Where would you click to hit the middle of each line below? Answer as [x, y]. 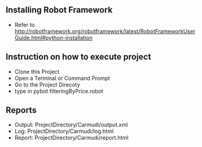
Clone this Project [37, 71]
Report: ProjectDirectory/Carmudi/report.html [71, 138]
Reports [21, 110]
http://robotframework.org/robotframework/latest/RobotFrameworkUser [105, 31]
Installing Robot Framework [59, 10]
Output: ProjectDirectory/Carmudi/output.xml [71, 125]
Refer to [24, 24]
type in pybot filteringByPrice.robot [59, 91]
